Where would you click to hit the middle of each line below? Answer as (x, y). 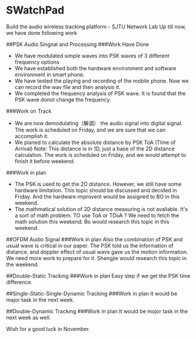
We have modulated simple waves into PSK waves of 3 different (92, 55)
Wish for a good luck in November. (48, 329)
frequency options (37, 62)
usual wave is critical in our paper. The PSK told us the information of (90, 245)
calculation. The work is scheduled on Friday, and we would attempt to (100, 155)
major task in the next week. (40, 300)
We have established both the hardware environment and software (95, 68)
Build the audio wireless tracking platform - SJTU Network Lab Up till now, (96, 27)
